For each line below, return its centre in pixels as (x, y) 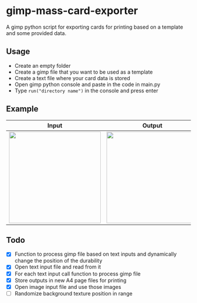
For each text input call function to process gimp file (77, 274)
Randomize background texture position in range (74, 293)
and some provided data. (36, 33)
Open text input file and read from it (58, 267)
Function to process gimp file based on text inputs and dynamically (96, 254)
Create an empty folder (43, 66)
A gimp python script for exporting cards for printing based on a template (95, 27)
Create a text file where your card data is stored (72, 78)
